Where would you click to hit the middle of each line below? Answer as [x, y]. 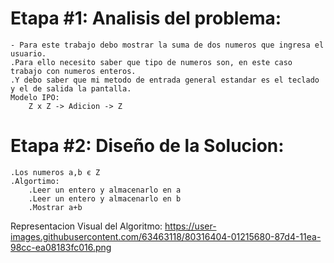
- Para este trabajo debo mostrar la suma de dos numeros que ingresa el [167, 45]
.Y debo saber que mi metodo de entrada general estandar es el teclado [165, 80]
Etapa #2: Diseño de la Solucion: [147, 146]
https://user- [190, 226]
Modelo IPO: [35, 97]
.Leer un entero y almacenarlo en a [105, 190]
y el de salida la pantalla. [71, 88]
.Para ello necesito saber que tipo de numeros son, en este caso [151, 62]
